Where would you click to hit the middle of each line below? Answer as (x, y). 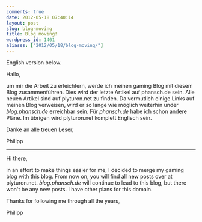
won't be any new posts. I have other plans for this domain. (79, 189)
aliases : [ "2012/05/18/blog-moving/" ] (55, 46)
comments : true (25, 12)
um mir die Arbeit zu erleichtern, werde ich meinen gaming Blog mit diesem (99, 85)
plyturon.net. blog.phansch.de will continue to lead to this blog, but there (96, 183)
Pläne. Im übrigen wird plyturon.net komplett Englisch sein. (79, 117)
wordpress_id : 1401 (31, 40)
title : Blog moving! (32, 34)
